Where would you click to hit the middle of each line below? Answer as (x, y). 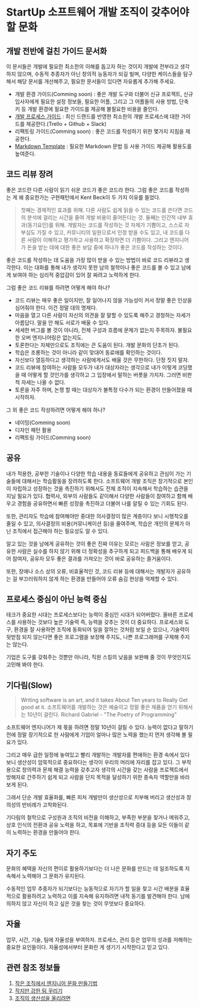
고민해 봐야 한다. (25, 665)
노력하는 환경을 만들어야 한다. (47, 832)
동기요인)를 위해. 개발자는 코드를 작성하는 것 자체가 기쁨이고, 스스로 (105, 225)
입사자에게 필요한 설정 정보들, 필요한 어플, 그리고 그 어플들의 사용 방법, (96, 101)
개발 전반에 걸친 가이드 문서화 (57, 51)
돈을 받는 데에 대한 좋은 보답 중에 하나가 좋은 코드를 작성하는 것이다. (105, 247)
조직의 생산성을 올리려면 (43, 998)
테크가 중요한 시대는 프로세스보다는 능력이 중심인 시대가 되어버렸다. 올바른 (92, 614)
